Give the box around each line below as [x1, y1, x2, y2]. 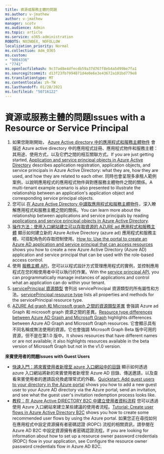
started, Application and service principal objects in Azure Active [12, 157, 143, 163]
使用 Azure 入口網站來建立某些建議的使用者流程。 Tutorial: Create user [12, 404, 154, 410]
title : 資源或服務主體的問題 [5, 7, 57, 12]
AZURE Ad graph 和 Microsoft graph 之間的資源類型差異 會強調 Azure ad [12, 303, 159, 309]
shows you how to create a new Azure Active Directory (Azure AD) [12, 247, 147, 253]
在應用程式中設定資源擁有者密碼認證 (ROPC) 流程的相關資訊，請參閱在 [12, 422, 154, 428]
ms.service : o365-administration [5, 35, 73, 40]
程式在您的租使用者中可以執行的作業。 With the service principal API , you [12, 269, 159, 275]
